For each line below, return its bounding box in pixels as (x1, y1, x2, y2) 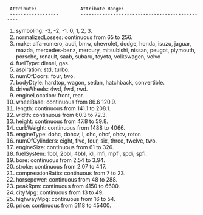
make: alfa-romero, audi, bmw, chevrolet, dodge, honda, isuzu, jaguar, (15, 40, 192, 47)
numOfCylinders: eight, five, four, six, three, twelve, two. (15, 137, 157, 144)
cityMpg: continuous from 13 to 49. (15, 189, 104, 196)
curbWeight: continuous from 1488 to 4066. (15, 124, 126, 131)
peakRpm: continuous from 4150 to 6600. (15, 183, 120, 189)
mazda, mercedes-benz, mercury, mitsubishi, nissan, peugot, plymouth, (15, 46, 196, 54)
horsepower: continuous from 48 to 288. (15, 176, 118, 183)
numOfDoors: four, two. (15, 72, 75, 79)
